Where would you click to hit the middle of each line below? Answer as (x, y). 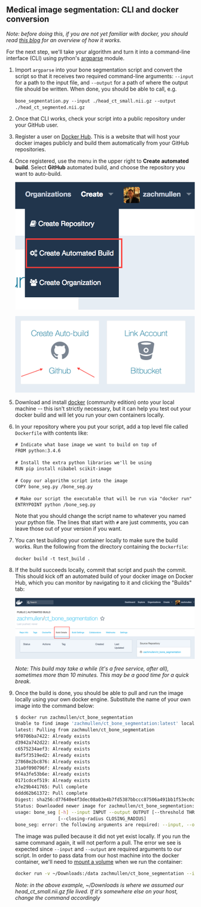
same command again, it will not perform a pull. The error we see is (98, 843)
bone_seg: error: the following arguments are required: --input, (99, 825)
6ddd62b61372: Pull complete (51, 794)
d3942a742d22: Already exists (53, 743)
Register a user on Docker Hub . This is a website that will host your (98, 136)
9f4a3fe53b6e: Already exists (53, 774)
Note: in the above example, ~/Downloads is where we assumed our (99, 885)
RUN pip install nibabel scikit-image (63, 469)
